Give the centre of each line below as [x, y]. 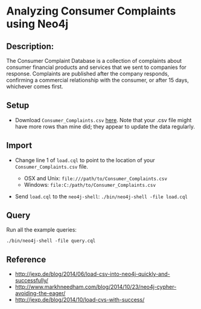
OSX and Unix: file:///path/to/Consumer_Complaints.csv [96, 178]
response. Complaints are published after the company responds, [88, 73]
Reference [26, 259]
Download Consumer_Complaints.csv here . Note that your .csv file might [103, 120]
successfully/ [31, 281]
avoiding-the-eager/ [40, 293]
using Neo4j [37, 24]
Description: [30, 46]
